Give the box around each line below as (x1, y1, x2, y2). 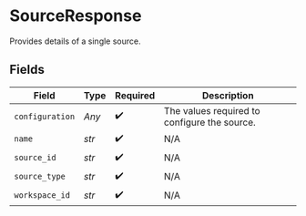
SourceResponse (9, 5, 142, 26)
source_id (14, 152, 56, 163)
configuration (14, 111, 76, 121)
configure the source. (163, 116, 257, 129)
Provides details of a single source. (9, 36, 141, 46)
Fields (9, 62, 46, 77)
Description (201, 88, 254, 101)
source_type (14, 171, 66, 182)
